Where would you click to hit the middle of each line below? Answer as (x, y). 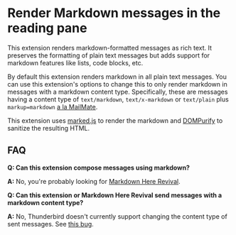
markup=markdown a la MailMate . (53, 106)
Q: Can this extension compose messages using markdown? (99, 168)
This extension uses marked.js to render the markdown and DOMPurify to (115, 120)
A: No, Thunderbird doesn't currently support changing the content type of (117, 216)
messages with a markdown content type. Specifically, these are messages (118, 92)
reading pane (47, 28)
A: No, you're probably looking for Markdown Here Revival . (94, 181)
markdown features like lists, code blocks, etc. (75, 62)
